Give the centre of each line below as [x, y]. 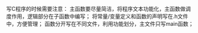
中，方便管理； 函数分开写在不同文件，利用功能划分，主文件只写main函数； [100, 24]
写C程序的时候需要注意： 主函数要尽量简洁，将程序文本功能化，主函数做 [96, 9]
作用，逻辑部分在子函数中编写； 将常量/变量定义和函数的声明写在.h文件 [100, 16]
